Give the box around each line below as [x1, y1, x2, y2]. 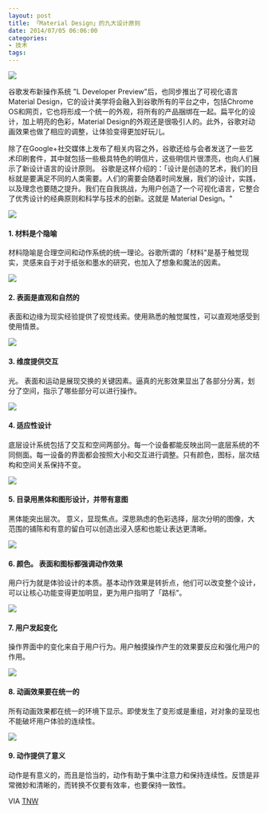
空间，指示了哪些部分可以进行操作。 [22, 385, 141, 396]
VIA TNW [8, 796, 39, 806]
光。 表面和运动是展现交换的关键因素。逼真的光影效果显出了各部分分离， [8, 376, 248, 385]
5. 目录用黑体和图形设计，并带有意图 [8, 495, 128, 504]
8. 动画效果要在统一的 [8, 687, 80, 696]
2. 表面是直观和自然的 [8, 293, 80, 302]
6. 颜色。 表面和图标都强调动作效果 [8, 559, 124, 568]
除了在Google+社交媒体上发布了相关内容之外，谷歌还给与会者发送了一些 [8, 144, 246, 153]
